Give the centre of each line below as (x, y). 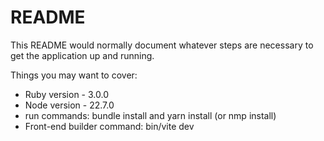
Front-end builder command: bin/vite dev (109, 126)
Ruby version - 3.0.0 (66, 94)
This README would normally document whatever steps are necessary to (162, 45)
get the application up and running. (82, 55)
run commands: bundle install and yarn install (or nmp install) (150, 115)
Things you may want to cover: (74, 75)
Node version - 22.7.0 (69, 105)
